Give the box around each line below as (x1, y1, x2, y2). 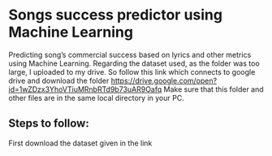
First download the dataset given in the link (8, 138, 153, 148)
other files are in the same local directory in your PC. (8, 93, 184, 102)
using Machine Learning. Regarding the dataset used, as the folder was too (8, 58, 260, 68)
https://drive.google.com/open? (110, 76, 218, 85)
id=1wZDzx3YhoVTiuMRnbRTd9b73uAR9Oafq (8, 84, 162, 94)
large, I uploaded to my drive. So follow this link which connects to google (8, 67, 256, 76)
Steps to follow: (8, 116, 89, 131)
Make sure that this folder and (163, 84, 264, 94)
